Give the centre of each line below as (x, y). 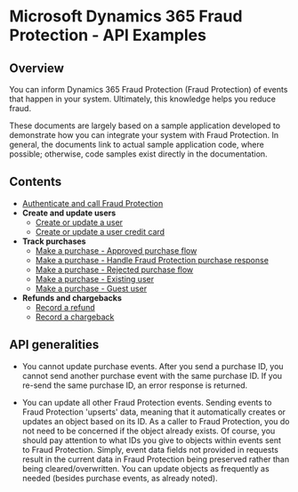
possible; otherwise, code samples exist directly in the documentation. (139, 154)
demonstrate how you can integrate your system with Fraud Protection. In (144, 135)
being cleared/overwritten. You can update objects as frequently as (145, 468)
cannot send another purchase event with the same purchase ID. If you (152, 375)
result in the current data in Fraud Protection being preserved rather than (156, 459)
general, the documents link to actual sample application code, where (137, 145)
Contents (36, 182)
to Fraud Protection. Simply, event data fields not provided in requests (150, 449)
